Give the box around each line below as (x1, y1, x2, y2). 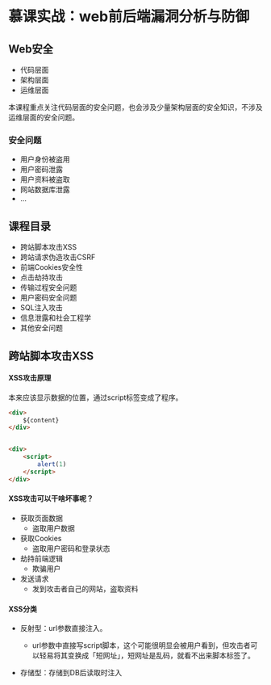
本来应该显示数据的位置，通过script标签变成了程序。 (8, 393, 183, 402)
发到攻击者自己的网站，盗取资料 (31, 583, 139, 594)
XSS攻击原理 (8, 373, 52, 383)
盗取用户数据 (31, 523, 75, 533)
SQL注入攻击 (19, 303, 63, 313)
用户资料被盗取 (19, 174, 70, 184)
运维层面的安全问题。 (8, 112, 79, 122)
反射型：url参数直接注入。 (19, 624, 107, 633)
